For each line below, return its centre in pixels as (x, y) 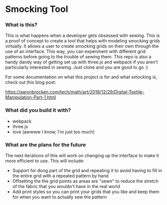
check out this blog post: (31, 82)
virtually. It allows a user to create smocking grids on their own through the (82, 46)
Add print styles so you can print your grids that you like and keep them (86, 192)
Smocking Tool (37, 9)
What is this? (21, 25)
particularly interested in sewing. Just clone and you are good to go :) (77, 67)
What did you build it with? (38, 110)
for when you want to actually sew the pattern (60, 197)
